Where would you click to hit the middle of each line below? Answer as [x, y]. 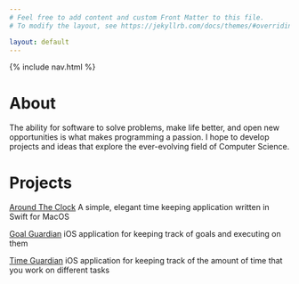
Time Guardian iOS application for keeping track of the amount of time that [146, 261]
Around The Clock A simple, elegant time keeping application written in [139, 207]
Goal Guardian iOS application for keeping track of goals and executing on [145, 234]
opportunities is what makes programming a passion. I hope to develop [139, 137]
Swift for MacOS [39, 217]
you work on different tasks [60, 270]
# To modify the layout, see [63, 26]
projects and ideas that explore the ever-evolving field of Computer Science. [149, 147]
